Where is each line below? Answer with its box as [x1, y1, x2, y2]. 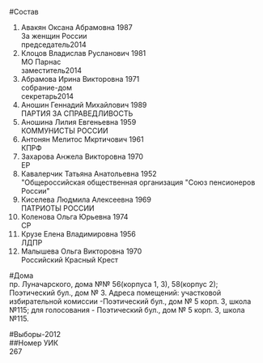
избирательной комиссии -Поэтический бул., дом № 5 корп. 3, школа [9, 297, 252, 306]
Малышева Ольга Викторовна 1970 [20, 246, 142, 256]
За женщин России [20, 32, 87, 41]
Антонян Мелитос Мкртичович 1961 [20, 135, 144, 144]
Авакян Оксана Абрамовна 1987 [20, 23, 133, 32]
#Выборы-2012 [9, 330, 62, 339]
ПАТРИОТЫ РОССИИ [20, 203, 95, 213]
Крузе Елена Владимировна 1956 [20, 229, 137, 238]
